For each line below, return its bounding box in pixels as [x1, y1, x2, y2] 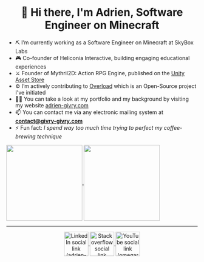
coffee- [163, 124, 183, 131]
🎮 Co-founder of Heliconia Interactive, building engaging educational [15, 54, 190, 61]
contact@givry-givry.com [15, 117, 83, 124]
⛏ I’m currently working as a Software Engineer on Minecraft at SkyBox [15, 39, 194, 46]
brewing [15, 133, 36, 140]
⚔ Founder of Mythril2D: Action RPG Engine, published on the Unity [15, 69, 185, 76]
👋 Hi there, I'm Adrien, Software [21, 5, 183, 19]
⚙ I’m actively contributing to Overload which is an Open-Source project [15, 82, 197, 90]
